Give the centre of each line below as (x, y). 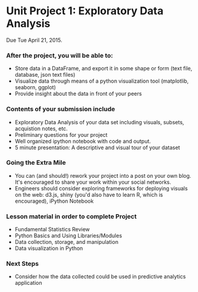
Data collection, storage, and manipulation (67, 242)
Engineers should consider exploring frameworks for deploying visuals (101, 188)
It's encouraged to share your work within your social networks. (93, 182)
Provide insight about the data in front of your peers (78, 94)
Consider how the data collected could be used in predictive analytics (100, 277)
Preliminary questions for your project (61, 134)
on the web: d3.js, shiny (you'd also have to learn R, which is (89, 194)
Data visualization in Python (49, 249)
